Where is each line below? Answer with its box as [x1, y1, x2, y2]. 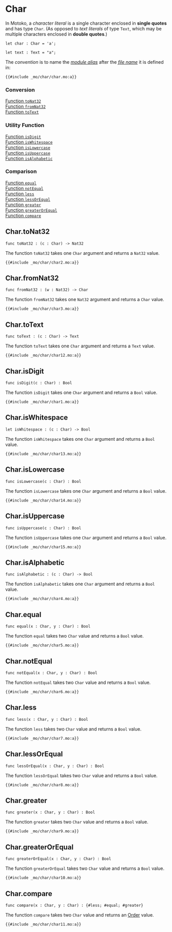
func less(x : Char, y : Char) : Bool [5, 717, 88, 722]
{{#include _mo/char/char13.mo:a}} [5, 451, 82, 456]
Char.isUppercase [5, 512, 65, 520]
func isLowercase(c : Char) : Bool [5, 479, 82, 484]
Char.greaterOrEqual [5, 843, 73, 851]
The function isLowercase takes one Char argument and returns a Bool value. [5, 488, 167, 494]
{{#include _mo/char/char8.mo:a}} [5, 782, 80, 788]
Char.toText [5, 320, 44, 329]
